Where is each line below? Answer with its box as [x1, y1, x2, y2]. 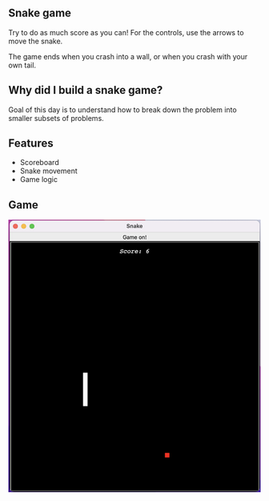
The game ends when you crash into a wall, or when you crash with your [8, 51, 248, 61]
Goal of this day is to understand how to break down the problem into [8, 104, 238, 115]
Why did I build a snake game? [8, 83, 163, 97]
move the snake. [8, 36, 63, 46]
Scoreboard [19, 158, 59, 168]
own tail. [8, 60, 37, 70]
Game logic [19, 175, 58, 184]
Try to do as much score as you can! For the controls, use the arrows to [8, 27, 244, 37]
